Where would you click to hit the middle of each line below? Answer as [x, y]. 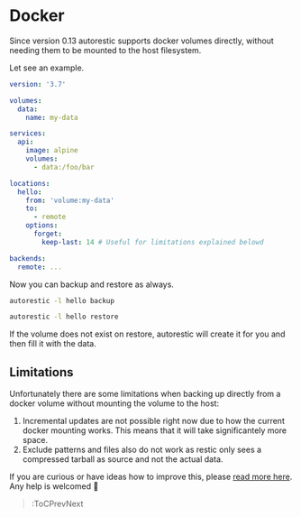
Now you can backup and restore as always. [91, 284]
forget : [48, 234]
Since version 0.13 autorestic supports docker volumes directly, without [142, 41]
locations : [30, 183]
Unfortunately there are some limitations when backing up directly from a [145, 394]
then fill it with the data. [53, 344]
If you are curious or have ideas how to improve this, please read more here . [151, 477]
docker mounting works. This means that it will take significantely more [154, 430]
